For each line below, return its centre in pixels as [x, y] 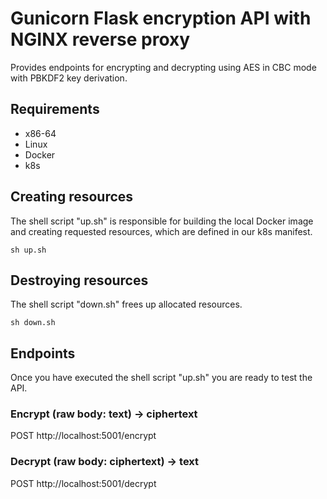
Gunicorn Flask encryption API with [161, 18]
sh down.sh [33, 323]
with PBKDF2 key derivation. [69, 78]
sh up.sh [28, 250]
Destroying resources [79, 280]
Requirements [55, 109]
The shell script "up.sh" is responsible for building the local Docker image [162, 221]
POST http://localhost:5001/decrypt [83, 483]
